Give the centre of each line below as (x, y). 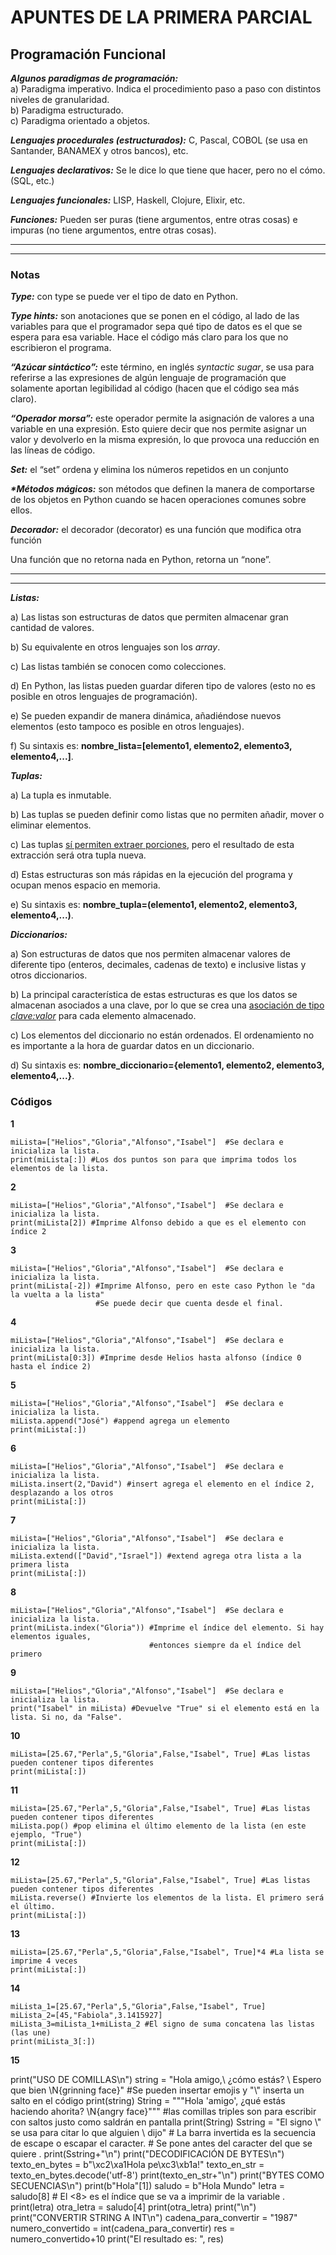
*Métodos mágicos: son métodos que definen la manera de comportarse (162, 489)
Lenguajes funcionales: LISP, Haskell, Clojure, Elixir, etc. (128, 200)
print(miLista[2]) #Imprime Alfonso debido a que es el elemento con (158, 1222)
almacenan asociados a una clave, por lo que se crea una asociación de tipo (167, 1005)
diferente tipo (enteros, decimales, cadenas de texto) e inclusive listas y (158, 965)
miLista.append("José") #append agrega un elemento (120, 1421)
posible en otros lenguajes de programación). (104, 697)
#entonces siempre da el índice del (225, 1645)
